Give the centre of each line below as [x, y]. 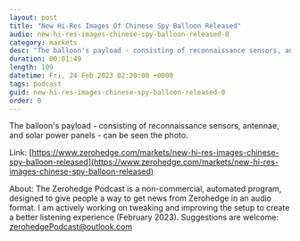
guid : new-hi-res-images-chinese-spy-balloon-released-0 [117, 92]
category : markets [43, 42]
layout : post [33, 17]
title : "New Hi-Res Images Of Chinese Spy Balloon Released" [125, 26]
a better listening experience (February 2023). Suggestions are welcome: [144, 217]
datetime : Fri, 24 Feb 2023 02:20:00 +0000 [92, 76]
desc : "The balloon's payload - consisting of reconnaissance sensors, [145, 51]
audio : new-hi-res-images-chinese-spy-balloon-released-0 [119, 34]
